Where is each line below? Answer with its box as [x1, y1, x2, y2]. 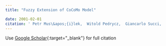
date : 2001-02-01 [5, 16, 42, 22]
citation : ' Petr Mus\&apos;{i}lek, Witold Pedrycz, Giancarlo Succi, [5, 21, 162, 26]
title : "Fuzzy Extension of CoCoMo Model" [5, 7, 96, 13]
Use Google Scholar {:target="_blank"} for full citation [5, 35, 116, 41]
